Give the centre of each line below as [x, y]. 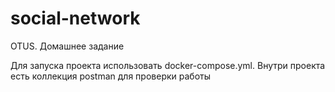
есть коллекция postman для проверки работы [111, 76]
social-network [75, 18]
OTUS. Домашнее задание [67, 46]
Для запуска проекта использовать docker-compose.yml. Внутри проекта [168, 65]
